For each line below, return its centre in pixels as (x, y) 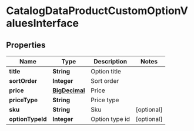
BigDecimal (69, 90)
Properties (26, 45)
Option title (106, 71)
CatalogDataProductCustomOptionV (97, 11)
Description (111, 61)
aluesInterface (43, 23)
